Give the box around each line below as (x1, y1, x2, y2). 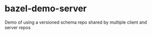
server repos (4, 24, 31, 30)
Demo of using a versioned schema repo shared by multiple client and (4, 19, 148, 25)
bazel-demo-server (4, 3, 87, 14)
